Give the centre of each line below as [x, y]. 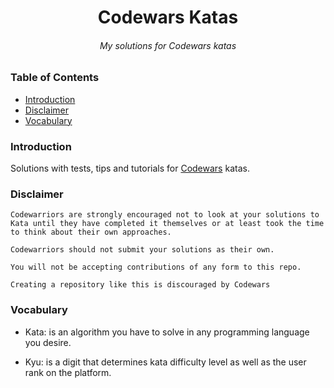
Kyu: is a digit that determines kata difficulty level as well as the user [165, 362]
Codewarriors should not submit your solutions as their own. [142, 250]
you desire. [48, 342]
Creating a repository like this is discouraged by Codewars [140, 285]
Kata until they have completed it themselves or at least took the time [167, 224]
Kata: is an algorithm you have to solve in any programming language [167, 332]
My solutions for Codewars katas [168, 45]
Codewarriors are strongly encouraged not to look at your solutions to [165, 215]
